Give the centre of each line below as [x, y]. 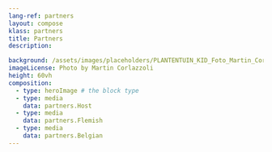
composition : [30, 83]
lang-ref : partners [41, 16]
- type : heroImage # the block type [77, 91]
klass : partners [36, 31]
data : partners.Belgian [63, 136]
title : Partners [36, 38]
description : [30, 46]
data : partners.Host [57, 106]
